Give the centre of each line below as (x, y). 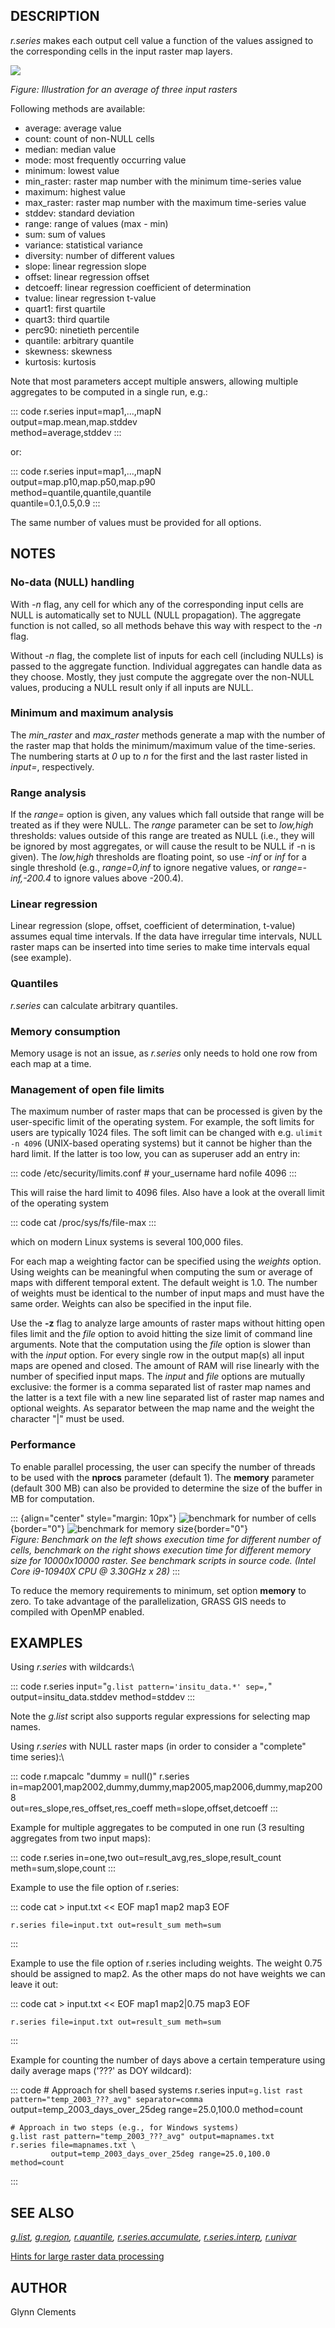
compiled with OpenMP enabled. (77, 1611)
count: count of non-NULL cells (89, 138)
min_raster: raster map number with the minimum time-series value (163, 181)
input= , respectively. (52, 766)
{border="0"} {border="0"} (129, 1528)
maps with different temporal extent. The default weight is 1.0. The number (164, 1283)
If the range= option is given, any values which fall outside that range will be (167, 815)
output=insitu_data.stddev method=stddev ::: (103, 1697)
